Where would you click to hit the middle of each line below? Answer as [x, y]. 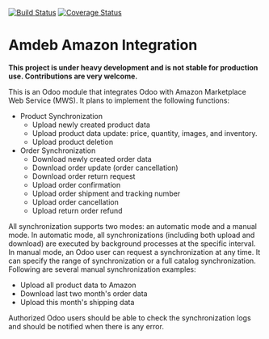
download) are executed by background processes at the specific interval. [132, 244]
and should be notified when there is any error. [86, 326]
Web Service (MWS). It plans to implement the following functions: [119, 100]
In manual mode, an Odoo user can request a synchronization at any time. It [134, 252]
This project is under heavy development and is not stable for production [133, 67]
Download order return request [84, 176]
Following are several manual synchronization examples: [102, 269]
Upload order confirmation [76, 184]
